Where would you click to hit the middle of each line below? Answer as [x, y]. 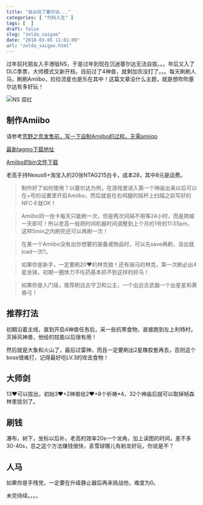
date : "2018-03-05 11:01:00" [43, 40]
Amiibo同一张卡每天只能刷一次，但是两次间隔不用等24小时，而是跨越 [108, 215]
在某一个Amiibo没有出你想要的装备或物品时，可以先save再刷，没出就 [108, 244]
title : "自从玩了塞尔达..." [39, 12]
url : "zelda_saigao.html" [39, 46]
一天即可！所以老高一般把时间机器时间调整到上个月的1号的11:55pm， [107, 223]
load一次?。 [36, 251]
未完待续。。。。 [24, 495]
